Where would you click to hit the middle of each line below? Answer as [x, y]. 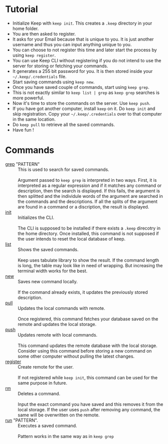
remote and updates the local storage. [57, 324]
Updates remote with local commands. [58, 335]
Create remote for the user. [46, 367]
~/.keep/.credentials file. [39, 76]
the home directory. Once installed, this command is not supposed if [88, 233]
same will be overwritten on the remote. [59, 415]
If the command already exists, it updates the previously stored [83, 292]
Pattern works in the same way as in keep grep [66, 436]
